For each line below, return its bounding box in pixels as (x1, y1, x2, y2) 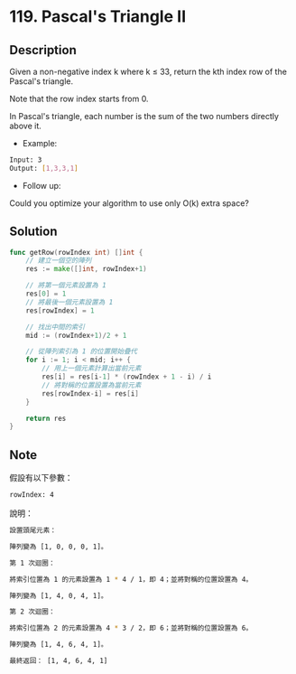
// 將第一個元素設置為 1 (25, 281, 106, 290)
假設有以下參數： (9, 473, 73, 483)
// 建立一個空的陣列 (25, 256, 92, 266)
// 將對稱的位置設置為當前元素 (42, 380, 142, 389)
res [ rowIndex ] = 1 (25, 305, 95, 315)
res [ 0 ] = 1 (25, 289, 67, 299)
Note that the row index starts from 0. (9, 93, 149, 104)
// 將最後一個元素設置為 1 (25, 297, 114, 306)
